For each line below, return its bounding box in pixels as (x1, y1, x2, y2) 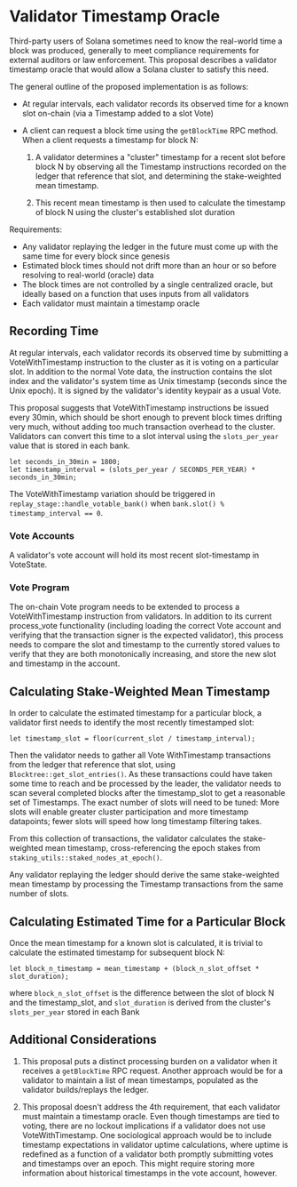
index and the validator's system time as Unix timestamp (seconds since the (9, 375, 287, 386)
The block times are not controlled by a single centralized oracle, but (21, 278, 273, 290)
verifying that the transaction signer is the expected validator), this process (9, 630, 284, 641)
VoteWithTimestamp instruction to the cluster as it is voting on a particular (9, 357, 279, 367)
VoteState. (9, 559, 48, 570)
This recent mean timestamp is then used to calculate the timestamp (35, 197, 286, 208)
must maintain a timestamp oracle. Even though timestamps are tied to (21, 1111, 280, 1121)
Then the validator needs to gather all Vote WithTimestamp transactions (9, 750, 271, 761)
